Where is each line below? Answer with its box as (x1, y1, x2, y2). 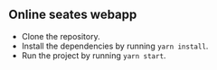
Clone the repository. (21, 31, 100, 41)
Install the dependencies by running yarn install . (21, 40, 209, 51)
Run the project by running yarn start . (21, 49, 166, 61)
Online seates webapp (8, 7, 137, 22)
